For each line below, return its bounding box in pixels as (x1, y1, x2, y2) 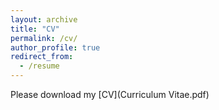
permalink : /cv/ (10, 33, 78, 43)
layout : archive (10, 14, 78, 25)
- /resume (19, 61, 60, 71)
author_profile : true (10, 42, 101, 53)
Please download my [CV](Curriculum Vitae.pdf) (10, 89, 210, 100)
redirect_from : (10, 52, 74, 62)
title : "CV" (10, 24, 60, 34)
